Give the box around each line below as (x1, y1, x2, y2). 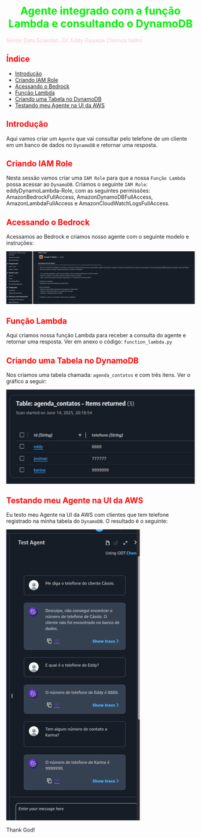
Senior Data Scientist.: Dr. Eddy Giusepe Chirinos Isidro (6, 36, 142, 44)
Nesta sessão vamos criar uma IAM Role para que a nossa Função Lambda (6, 175, 185, 182)
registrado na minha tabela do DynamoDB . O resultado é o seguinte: (6, 517, 168, 525)
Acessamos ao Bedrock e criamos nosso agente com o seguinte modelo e (6, 233, 190, 240)
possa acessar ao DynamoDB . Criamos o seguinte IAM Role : (6, 181, 148, 188)
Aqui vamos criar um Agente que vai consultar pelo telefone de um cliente (6, 135, 187, 142)
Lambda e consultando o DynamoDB (8, 17, 193, 31)
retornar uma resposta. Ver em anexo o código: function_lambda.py (6, 338, 172, 345)
